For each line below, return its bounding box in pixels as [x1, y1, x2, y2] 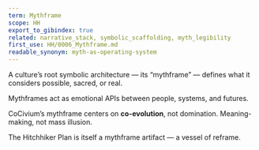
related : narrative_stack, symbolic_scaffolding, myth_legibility [8, 33, 231, 42]
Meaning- [220, 109, 252, 118]
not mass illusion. [36, 118, 92, 126]
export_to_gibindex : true [8, 26, 93, 34]
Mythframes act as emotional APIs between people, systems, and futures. [8, 94, 249, 103]
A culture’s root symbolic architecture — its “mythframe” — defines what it [8, 70, 250, 79]
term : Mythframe [8, 11, 62, 20]
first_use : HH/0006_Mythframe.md [8, 41, 118, 49]
